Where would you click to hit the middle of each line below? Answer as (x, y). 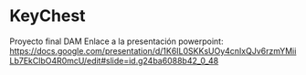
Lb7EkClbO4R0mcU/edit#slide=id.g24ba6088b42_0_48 (114, 60)
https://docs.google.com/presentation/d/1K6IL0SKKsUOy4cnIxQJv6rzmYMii (153, 50)
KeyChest (47, 16)
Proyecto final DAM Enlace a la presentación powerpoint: (116, 41)
